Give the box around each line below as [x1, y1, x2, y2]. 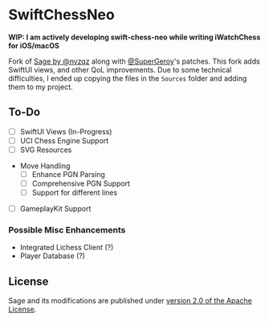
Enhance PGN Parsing [31, 169, 106, 179]
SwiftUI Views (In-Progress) [19, 126, 112, 136]
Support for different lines [31, 187, 118, 198]
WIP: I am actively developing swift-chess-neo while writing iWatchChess [8, 32, 261, 42]
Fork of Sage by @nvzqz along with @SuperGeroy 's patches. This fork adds [8, 56, 261, 66]
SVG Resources [19, 145, 72, 154]
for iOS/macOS [8, 40, 60, 50]
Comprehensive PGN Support [31, 179, 131, 188]
